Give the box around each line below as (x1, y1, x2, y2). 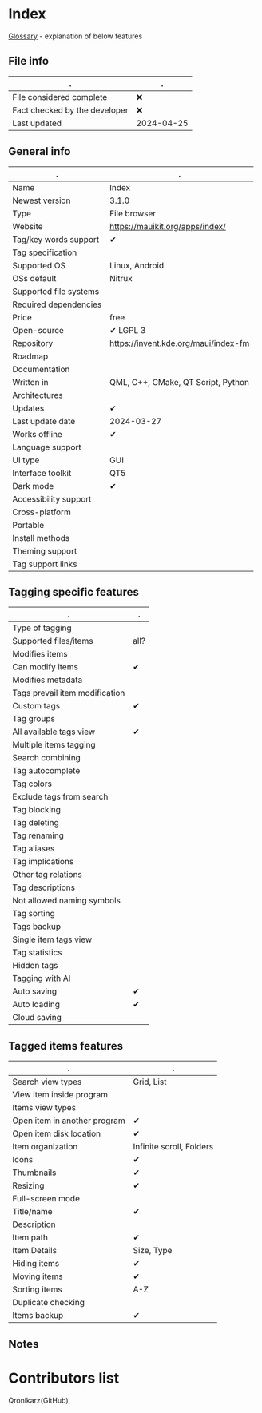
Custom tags (12, 701, 61, 712)
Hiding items (12, 1258, 60, 1269)
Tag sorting (12, 908, 55, 919)
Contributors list (8, 1369, 120, 1387)
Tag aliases (12, 843, 55, 855)
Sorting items (12, 1284, 62, 1295)
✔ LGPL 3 (109, 324, 146, 335)
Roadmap (12, 351, 49, 362)
